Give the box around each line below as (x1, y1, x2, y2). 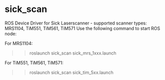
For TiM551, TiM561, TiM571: (4, 59, 63, 65)
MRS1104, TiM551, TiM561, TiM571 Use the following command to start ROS (4, 25, 160, 31)
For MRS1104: (4, 40, 33, 46)
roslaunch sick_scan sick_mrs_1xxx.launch (29, 50, 116, 56)
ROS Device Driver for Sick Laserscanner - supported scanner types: (4, 20, 147, 26)
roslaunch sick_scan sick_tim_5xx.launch (29, 69, 113, 75)
